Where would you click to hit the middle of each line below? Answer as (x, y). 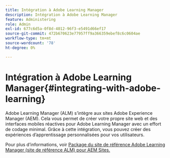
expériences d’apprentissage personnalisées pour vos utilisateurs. (75, 135)
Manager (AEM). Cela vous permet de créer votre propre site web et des (81, 118)
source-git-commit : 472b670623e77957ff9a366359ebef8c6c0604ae (73, 34)
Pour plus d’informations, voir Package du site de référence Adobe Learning (85, 144)
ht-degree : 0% (20, 48)
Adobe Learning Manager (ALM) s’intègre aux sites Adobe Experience (79, 113)
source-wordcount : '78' (31, 43)
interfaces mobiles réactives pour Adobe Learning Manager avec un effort (83, 124)
